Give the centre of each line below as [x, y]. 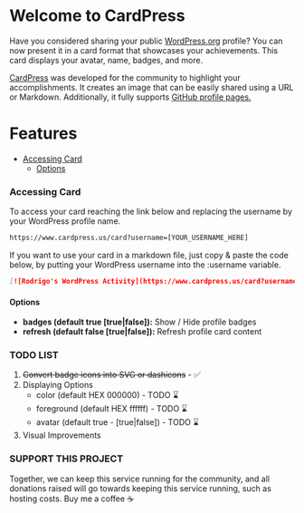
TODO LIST [34, 355]
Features [43, 134]
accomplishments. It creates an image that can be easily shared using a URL [152, 87]
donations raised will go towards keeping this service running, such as [140, 488]
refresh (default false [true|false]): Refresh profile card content [142, 332]
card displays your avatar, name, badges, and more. [106, 60]
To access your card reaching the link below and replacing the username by [151, 212]
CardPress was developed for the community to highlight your [125, 77]
